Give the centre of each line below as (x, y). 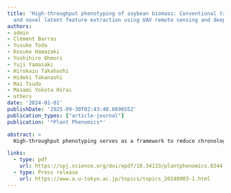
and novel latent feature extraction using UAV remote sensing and (112, 20)
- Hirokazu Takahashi (38, 71)
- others (20, 97)
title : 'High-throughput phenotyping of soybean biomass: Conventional (112, 13)
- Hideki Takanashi (35, 77)
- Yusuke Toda (27, 45)
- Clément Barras (32, 39)
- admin (18, 33)
